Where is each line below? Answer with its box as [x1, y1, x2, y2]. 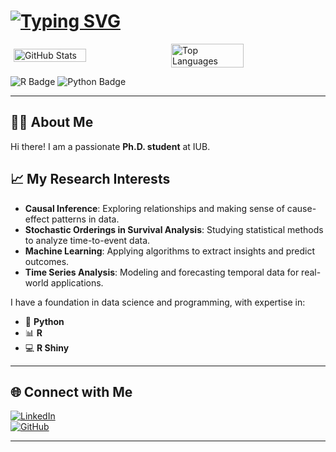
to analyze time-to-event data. [24, 234, 151, 246]
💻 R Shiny [24, 341, 70, 354]
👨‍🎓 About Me [10, 114, 94, 131]
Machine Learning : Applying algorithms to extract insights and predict [24, 245, 316, 257]
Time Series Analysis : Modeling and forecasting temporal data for [24, 266, 300, 278]
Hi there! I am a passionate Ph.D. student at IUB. [10, 140, 211, 152]
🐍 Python [24, 315, 65, 327]
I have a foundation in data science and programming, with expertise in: [10, 296, 306, 308]
